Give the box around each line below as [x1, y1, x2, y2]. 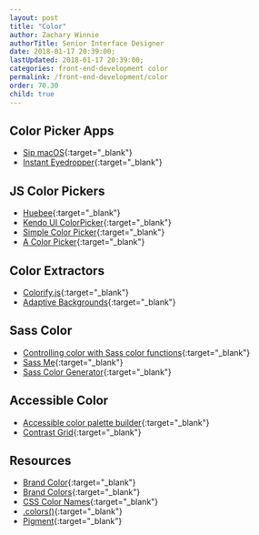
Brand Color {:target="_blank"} [22, 477, 136, 488]
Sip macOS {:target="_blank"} [22, 147, 134, 158]
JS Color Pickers [9, 183, 105, 198]
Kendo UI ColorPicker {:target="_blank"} [22, 217, 172, 228]
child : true [9, 89, 55, 98]
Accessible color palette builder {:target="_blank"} [22, 417, 210, 428]
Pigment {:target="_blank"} [22, 516, 123, 527]
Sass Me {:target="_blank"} [22, 357, 124, 368]
